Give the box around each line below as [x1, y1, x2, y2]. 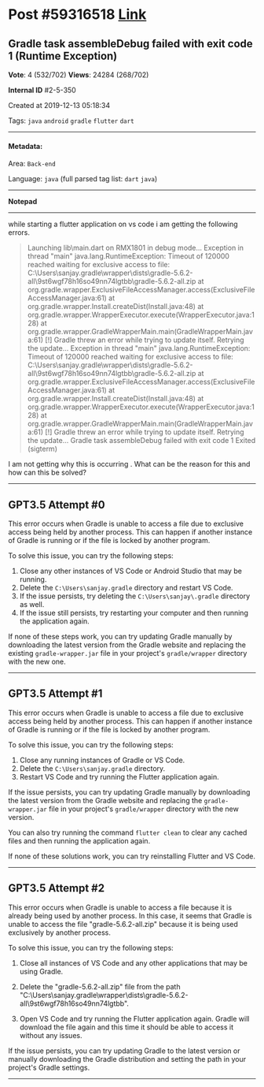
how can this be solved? [8, 467, 86, 478]
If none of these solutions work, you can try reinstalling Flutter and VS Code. [8, 851, 256, 861]
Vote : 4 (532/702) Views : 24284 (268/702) [8, 70, 149, 80]
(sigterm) [27, 444, 57, 454]
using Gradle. [19, 966, 64, 976]
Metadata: [8, 141, 43, 151]
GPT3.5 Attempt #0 [8, 498, 105, 512]
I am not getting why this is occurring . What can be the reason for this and [8, 460, 251, 469]
